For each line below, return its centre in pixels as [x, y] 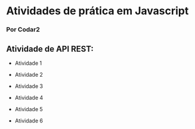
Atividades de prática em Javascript [97, 11]
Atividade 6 [29, 121]
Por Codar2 [23, 30]
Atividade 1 [28, 63]
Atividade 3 [29, 86]
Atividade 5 [29, 109]
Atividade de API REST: [50, 49]
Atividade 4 [29, 97]
